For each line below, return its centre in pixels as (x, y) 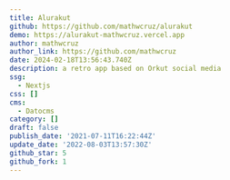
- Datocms (36, 111)
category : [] (34, 119)
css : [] (24, 94)
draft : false (34, 128)
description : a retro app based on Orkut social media (115, 69)
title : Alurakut (40, 18)
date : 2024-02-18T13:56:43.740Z (70, 60)
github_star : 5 (38, 153)
